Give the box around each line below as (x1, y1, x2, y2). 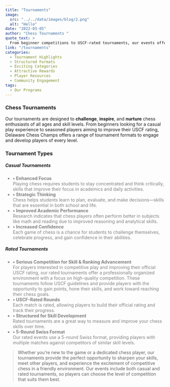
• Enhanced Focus (12, 175, 52, 181)
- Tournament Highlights (10, 54, 62, 60)
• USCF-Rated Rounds (12, 296, 60, 302)
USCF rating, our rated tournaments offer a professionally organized (12, 269, 155, 276)
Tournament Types (5, 150, 53, 157)
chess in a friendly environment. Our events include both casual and (17, 365, 160, 371)
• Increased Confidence (12, 223, 64, 229)
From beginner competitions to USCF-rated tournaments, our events (10, 41, 155, 46)
